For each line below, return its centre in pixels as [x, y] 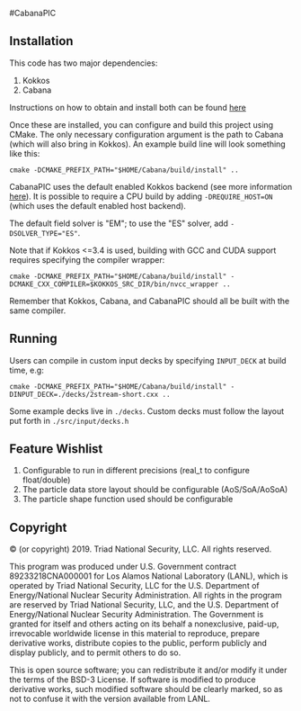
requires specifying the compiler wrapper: [87, 259]
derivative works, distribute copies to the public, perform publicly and [138, 643]
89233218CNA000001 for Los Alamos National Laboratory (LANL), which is [149, 576]
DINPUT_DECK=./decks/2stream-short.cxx [84, 394]
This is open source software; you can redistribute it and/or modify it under [148, 670]
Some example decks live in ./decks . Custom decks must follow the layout [147, 411]
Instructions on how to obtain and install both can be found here [128, 107]
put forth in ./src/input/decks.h [69, 420]
